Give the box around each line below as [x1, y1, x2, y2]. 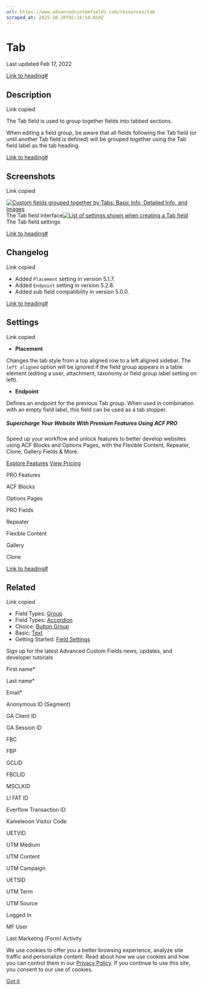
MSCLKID [6, 783, 31, 790]
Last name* [6, 678, 35, 685]
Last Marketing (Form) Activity [6, 935, 82, 942]
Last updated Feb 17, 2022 [6, 60, 72, 68]
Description [6, 89, 51, 100]
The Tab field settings [6, 218, 60, 225]
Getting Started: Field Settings [14, 636, 91, 643]
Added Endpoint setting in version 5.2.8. [14, 282, 115, 289]
